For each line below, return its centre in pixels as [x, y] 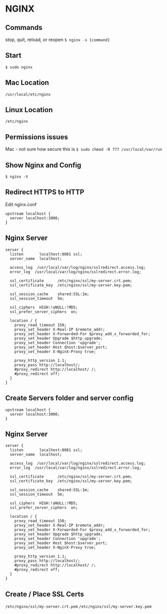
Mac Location [27, 83]
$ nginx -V [17, 177]
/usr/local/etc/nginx [28, 94]
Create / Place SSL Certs [45, 594]
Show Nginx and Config [43, 165]
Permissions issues [37, 137]
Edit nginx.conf [21, 204]
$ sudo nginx [19, 67]
